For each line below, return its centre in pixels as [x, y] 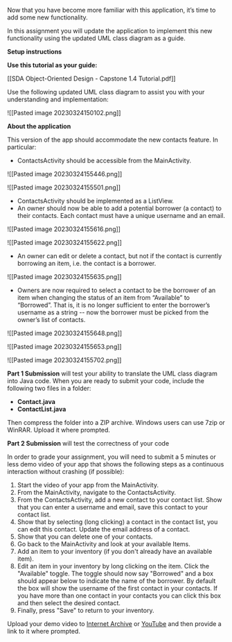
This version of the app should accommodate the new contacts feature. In [113, 140]
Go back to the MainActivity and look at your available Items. [104, 544]
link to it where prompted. [44, 631]
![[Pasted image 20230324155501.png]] [64, 187]
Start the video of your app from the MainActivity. [88, 485]
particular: [22, 147]
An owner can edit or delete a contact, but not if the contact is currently [119, 256]
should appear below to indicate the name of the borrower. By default [116, 581]
